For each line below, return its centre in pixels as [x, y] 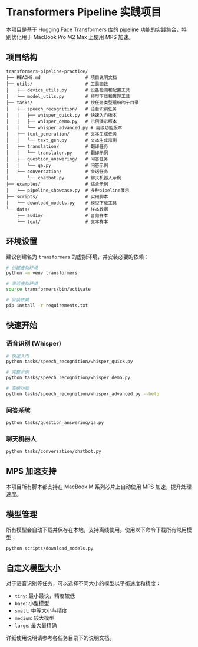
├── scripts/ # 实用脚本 [57, 196]
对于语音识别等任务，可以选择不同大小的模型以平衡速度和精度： [83, 583]
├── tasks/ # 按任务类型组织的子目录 [72, 103]
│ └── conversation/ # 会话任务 [57, 172]
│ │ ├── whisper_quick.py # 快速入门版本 [62, 115]
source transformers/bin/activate [49, 290]
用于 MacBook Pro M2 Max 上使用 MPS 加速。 [77, 37]
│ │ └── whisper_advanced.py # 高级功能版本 [64, 127]
